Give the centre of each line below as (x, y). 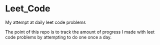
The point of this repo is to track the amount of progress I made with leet (80, 32)
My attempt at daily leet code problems (45, 22)
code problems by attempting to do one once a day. (58, 37)
